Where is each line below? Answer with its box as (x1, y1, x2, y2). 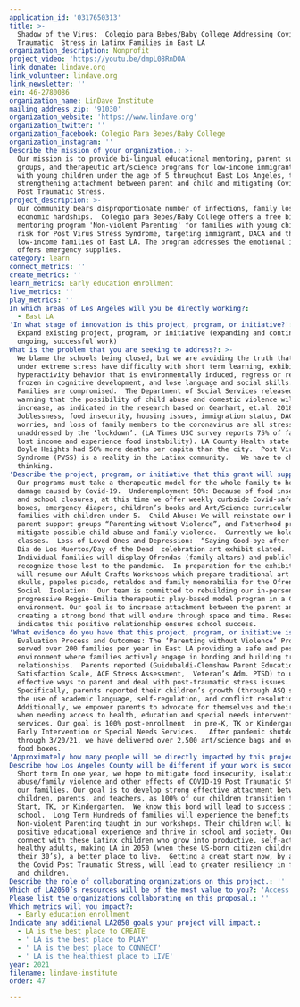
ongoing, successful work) (17, 337, 118, 346)
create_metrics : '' (9, 271, 82, 280)
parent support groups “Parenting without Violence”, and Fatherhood (17, 520, 281, 529)
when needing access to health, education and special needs (17, 711, 250, 720)
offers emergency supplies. (17, 246, 122, 255)
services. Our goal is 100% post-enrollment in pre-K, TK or (17, 719, 254, 728)
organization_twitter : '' (9, 122, 105, 130)
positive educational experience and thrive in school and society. (17, 827, 278, 836)
